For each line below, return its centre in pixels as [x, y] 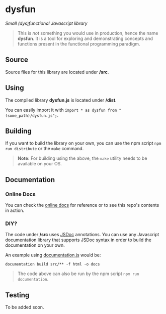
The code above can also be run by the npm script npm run [78, 274]
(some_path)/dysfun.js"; [31, 116]
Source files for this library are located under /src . [57, 72]
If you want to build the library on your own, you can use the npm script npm [83, 143]
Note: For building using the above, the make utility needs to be [82, 158]
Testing [17, 295]
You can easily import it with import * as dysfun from [61, 110]
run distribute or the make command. [45, 149]
